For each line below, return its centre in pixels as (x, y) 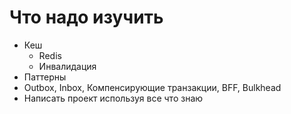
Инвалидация (67, 66)
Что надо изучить (86, 17)
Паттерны (45, 77)
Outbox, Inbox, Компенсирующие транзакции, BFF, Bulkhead (152, 87)
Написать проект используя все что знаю (113, 98)
